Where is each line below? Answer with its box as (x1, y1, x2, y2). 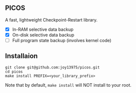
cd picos (5, 69, 23, 74)
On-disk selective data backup (12, 32, 75, 38)
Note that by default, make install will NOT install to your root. (5, 82, 132, 88)
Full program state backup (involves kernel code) (12, 37, 111, 43)
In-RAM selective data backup (12, 26, 74, 32)
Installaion (5, 52, 38, 60)
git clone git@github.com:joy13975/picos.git (5, 65, 100, 70)
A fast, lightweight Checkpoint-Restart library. (5, 17, 98, 23)
